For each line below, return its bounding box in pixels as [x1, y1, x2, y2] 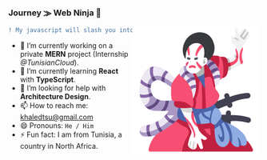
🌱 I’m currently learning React [19, 66, 118, 76]
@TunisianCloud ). [19, 58, 79, 67]
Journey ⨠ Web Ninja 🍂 [8, 7, 102, 18]
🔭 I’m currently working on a [19, 41, 114, 50]
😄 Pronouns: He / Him [19, 121, 94, 130]
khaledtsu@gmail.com [19, 112, 94, 122]
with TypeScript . [19, 75, 76, 85]
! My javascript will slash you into [8, 26, 134, 34]
